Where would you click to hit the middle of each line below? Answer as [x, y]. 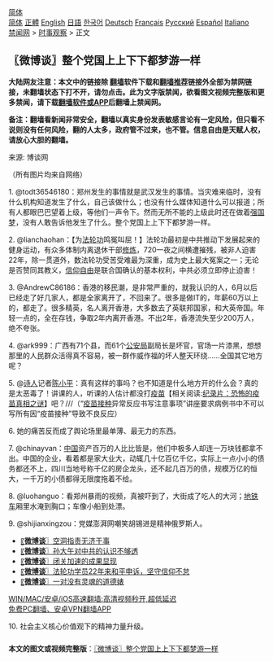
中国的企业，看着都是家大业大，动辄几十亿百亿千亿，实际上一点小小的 [140, 458]
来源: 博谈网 [28, 157]
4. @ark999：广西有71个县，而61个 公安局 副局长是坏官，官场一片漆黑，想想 [135, 345]
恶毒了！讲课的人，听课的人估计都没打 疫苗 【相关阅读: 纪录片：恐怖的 [138, 393]
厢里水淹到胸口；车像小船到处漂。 [73, 506]
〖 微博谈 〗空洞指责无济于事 [65, 541]
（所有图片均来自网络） [48, 174]
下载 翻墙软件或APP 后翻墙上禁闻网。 [104, 102]
